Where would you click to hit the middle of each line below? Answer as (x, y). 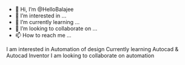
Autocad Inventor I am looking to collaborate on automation (80, 55)
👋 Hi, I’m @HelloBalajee (44, 9)
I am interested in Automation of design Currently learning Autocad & (92, 49)
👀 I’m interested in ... (41, 16)
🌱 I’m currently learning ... (47, 22)
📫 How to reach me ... (43, 35)
